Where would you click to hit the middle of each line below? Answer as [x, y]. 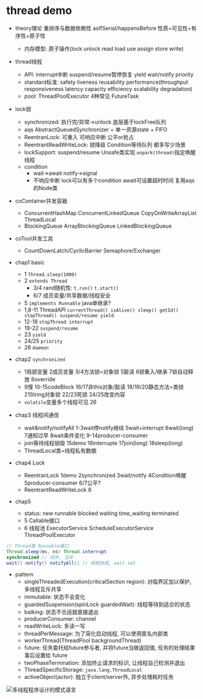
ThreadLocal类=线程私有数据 [60, 451]
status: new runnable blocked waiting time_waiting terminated [101, 513]
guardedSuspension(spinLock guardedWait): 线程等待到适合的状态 [107, 604]
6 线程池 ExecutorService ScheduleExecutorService [89, 528]
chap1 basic [30, 262]
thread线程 [28, 61]
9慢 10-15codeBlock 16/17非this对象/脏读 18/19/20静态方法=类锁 [104, 387]
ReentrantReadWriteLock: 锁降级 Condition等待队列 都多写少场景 [105, 145]
